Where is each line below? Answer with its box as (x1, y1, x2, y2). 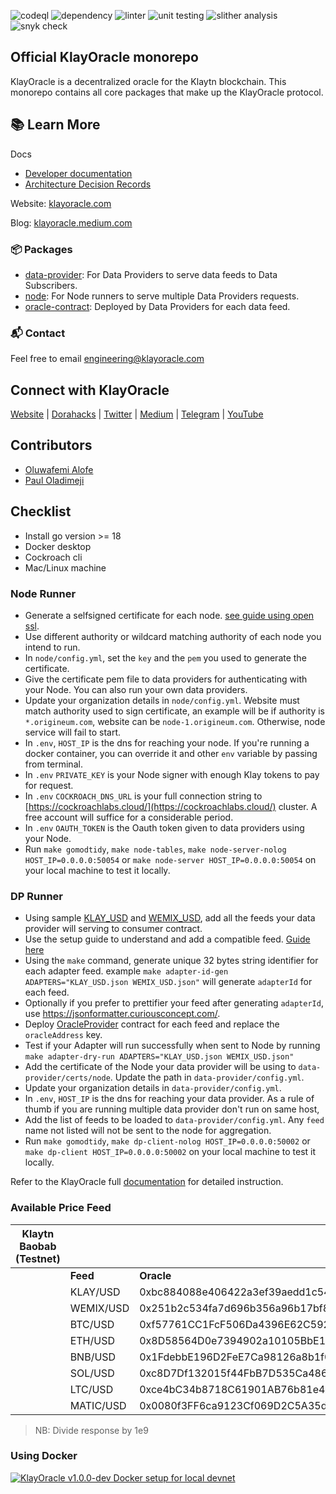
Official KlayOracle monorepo (10, 49, 199, 66)
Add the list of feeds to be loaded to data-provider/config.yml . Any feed (24, 1114, 325, 1126)
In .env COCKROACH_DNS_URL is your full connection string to (24, 790, 263, 802)
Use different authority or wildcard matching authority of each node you (24, 630, 322, 642)
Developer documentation (24, 167, 133, 179)
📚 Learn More (10, 116, 101, 134)
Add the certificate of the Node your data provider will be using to (24, 1061, 297, 1073)
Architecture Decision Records (24, 178, 152, 190)
